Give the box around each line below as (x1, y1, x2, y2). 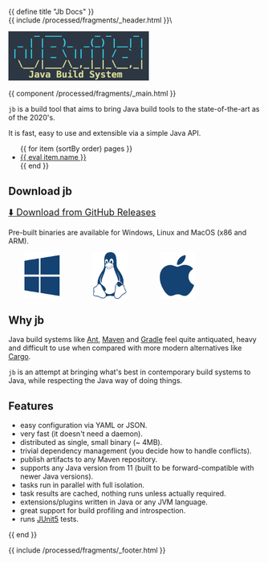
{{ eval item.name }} (19, 153, 87, 162)
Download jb (8, 184, 72, 198)
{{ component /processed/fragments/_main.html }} (8, 88, 177, 99)
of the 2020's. (8, 112, 55, 123)
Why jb (8, 313, 45, 327)
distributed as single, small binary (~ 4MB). (19, 437, 163, 447)
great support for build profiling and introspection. (19, 505, 186, 515)
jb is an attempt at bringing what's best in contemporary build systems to (8, 367, 251, 377)
